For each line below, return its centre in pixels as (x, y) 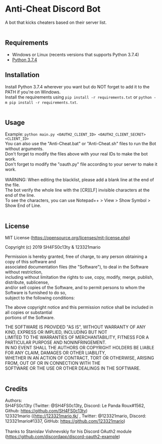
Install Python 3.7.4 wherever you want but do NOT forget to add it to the (77, 86)
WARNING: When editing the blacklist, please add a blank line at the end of (80, 180)
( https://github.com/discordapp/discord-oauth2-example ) (63, 436)
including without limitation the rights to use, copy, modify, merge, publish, (79, 277)
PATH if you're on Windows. (33, 92)
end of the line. (20, 195)
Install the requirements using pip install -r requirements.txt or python (78, 97)
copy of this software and (31, 262)
